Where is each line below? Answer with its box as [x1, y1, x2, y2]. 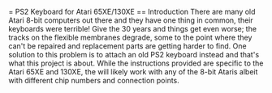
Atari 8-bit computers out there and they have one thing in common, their [8, 15, 253, 25]
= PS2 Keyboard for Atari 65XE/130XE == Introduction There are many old [8, 7, 256, 16]
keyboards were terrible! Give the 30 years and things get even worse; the [8, 24, 257, 33]
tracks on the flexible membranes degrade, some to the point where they [8, 32, 253, 42]
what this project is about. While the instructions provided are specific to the [8, 58, 264, 68]
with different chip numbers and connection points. [8, 76, 180, 85]
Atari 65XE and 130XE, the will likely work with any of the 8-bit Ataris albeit [8, 67, 258, 76]
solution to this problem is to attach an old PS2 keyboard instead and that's [8, 50, 260, 59]
